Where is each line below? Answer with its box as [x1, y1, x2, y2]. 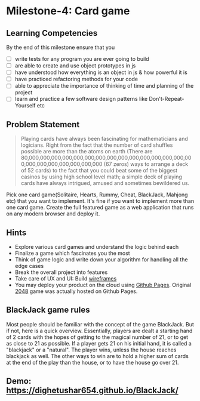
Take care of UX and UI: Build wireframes [14, 275, 117, 282]
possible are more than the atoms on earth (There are [20, 148, 153, 155]
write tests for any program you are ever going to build [14, 55, 149, 62]
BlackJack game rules [6, 305, 90, 315]
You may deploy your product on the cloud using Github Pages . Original [14, 282, 192, 288]
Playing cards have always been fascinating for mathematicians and [20, 135, 188, 143]
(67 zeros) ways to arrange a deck [103, 161, 189, 168]
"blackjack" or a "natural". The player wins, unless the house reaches [6, 346, 177, 353]
